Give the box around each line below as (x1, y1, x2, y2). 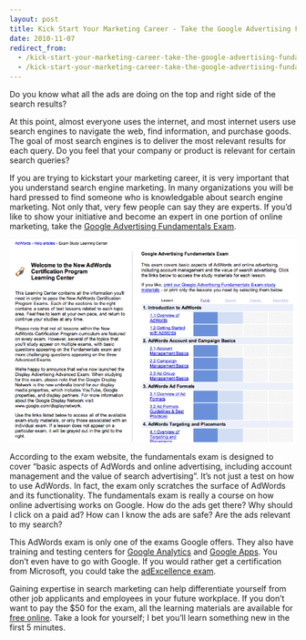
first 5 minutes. (9, 622, 66, 633)
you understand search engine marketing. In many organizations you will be (9, 182, 294, 193)
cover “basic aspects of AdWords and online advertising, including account (9, 461, 292, 472)
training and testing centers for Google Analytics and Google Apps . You (9, 546, 278, 557)
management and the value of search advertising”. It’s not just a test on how (9, 471, 294, 482)
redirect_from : (9, 44, 67, 53)
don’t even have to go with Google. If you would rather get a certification (9, 556, 282, 567)
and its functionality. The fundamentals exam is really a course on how (9, 490, 275, 501)
